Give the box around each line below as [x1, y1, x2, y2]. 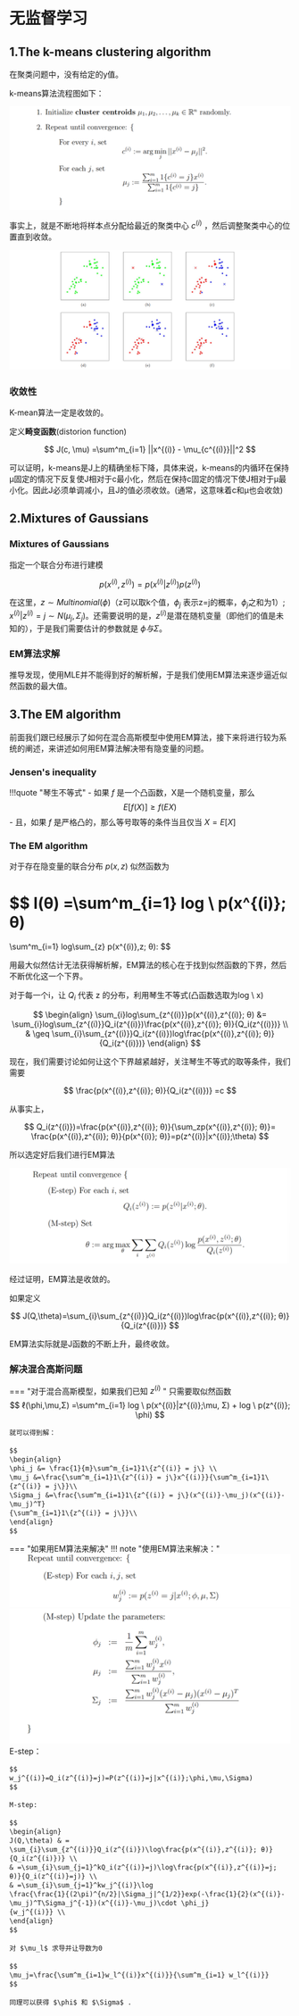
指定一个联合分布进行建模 [9, 559, 104, 570]
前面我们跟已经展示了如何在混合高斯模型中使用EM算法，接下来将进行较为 [9, 731, 279, 742]
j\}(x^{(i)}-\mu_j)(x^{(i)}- [177, 1491, 286, 1500]
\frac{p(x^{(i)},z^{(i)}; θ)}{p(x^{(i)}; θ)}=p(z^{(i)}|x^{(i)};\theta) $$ [30, 1131, 270, 1142]
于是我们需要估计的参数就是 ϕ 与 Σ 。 [36, 622, 168, 634]
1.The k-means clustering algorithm [9, 44, 212, 59]
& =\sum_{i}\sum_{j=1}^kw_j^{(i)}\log [9, 1881, 154, 1890]
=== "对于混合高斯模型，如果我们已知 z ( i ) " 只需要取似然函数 [9, 1384, 232, 1396]
